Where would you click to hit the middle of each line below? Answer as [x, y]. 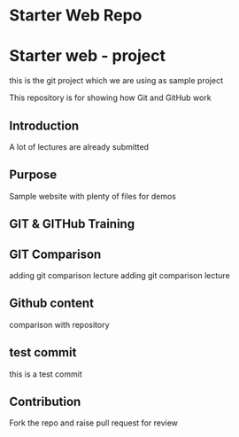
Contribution [45, 401]
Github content [52, 304]
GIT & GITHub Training [72, 224]
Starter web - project [88, 56]
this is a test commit [46, 374]
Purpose [33, 175]
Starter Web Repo [76, 16]
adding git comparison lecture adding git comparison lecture [119, 275]
